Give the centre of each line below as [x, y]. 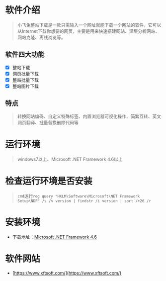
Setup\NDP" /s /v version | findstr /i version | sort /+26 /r [84, 201]
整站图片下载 [25, 86]
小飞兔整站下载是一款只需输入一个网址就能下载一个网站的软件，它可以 [89, 25]
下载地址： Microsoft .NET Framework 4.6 [55, 237]
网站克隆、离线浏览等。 [41, 37]
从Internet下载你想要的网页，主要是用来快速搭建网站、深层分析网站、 [88, 31]
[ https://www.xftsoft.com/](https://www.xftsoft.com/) [67, 273]
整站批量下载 [25, 80]
